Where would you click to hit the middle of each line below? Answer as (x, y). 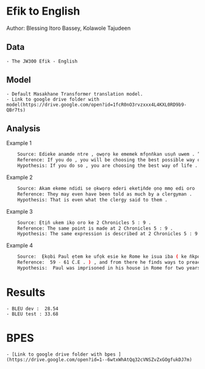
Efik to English (43, 11)
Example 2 (20, 177)
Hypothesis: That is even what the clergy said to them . (92, 200)
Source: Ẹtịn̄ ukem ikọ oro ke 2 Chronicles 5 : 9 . (84, 223)
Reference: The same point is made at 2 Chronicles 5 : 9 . (95, 228)
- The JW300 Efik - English (42, 61)
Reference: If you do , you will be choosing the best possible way (106, 160)
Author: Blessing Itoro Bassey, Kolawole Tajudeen (69, 28)
